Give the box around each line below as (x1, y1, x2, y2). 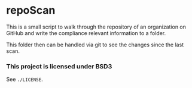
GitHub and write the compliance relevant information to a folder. (6, 29, 166, 36)
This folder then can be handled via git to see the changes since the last (6, 41, 184, 48)
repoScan (6, 4, 56, 17)
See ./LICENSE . (6, 76, 43, 83)
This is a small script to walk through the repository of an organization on (6, 23, 187, 30)
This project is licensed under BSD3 (6, 62, 112, 70)
